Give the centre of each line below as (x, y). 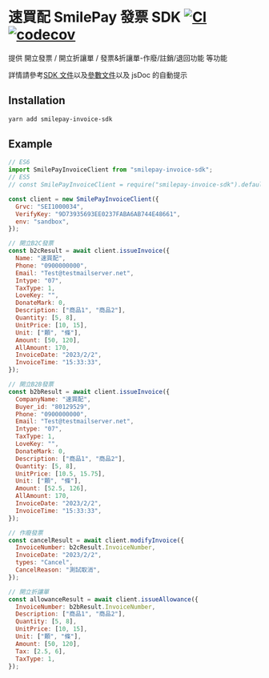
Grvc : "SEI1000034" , (50, 207)
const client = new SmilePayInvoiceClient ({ (84, 199)
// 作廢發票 (26, 533)
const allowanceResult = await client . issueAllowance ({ (103, 599)
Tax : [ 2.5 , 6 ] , (41, 651)
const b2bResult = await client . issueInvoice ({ (89, 391)
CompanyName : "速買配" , (53, 399)
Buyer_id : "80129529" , (53, 407)
